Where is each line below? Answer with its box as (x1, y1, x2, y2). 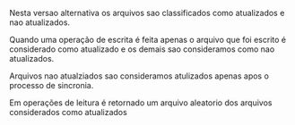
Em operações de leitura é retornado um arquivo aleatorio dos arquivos (9, 97, 273, 108)
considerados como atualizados (9, 107, 127, 117)
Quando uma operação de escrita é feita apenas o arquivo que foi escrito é (9, 35, 287, 45)
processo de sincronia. (9, 80, 94, 90)
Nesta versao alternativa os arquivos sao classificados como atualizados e (9, 8, 285, 18)
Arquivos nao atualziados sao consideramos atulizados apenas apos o (9, 71, 269, 81)
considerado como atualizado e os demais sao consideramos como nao (9, 44, 275, 54)
